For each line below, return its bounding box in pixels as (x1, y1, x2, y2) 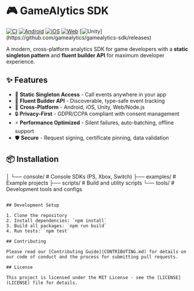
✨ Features (6, 75, 48, 85)
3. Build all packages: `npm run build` (6, 222, 108, 229)
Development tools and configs (6, 185, 83, 192)
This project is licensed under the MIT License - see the (6, 274, 155, 280)
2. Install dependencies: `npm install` (6, 218, 108, 224)
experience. (6, 58, 35, 65)
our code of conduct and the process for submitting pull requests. (6, 254, 179, 260)
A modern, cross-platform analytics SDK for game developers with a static (6, 45, 188, 53)
